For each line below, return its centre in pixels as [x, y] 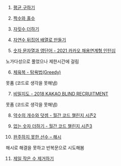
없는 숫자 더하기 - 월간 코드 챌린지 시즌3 [53, 126]
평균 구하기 [24, 7]
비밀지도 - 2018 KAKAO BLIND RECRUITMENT [61, 94]
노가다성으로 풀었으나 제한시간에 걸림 [42, 61]
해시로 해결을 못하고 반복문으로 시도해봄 [45, 148]
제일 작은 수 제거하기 [33, 158]
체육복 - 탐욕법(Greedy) [37, 72]
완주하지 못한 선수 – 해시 [37, 137]
